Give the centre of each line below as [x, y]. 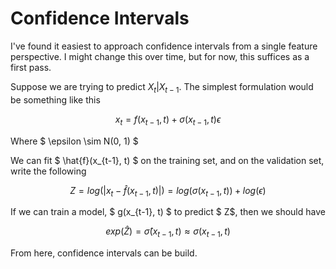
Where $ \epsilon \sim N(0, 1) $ [74, 141]
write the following [48, 171]
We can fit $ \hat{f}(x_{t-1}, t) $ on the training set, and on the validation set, [167, 160]
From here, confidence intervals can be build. [104, 253]
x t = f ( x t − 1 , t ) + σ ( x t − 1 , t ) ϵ [168, 120]
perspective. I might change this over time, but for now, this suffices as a [160, 56]
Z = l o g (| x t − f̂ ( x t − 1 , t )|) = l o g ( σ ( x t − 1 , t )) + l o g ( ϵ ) [168, 191]
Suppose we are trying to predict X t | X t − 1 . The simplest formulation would [162, 87]
